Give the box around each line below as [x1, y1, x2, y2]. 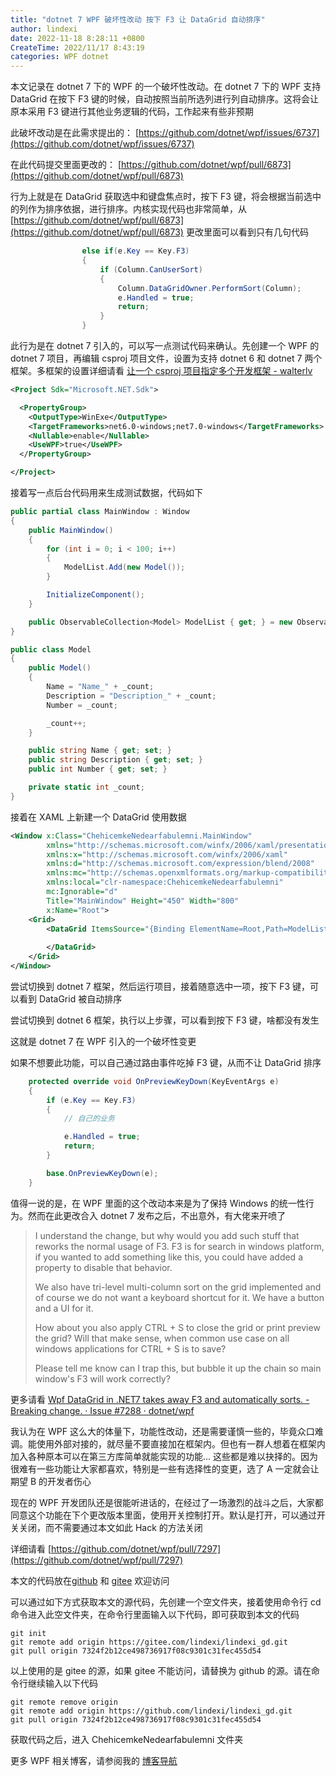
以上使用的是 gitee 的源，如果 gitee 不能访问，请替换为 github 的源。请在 [10, 1664, 312, 1676]
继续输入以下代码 [27, 1677, 98, 1689]
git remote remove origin [10, 1697, 118, 1707]
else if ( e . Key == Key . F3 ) [81, 246, 190, 256]
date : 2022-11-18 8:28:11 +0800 [10, 33, 145, 43]
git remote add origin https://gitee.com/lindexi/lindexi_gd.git [10, 1637, 288, 1647]
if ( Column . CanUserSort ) [99, 264, 203, 275]
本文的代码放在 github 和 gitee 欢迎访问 [10, 1574, 170, 1586]
